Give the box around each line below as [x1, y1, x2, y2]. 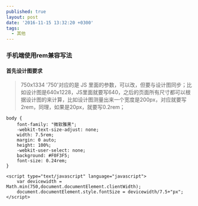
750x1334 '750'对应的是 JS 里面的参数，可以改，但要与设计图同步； [20, 81, 187, 89]
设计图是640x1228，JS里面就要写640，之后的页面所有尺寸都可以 [25, 89, 186, 96]
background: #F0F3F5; [17, 153, 70, 159]
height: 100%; [17, 143, 51, 149]
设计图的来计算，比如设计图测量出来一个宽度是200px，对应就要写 [25, 96, 187, 104]
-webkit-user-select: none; [17, 147, 86, 154]
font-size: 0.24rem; [17, 158, 67, 164]
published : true [6, 8, 46, 15]
